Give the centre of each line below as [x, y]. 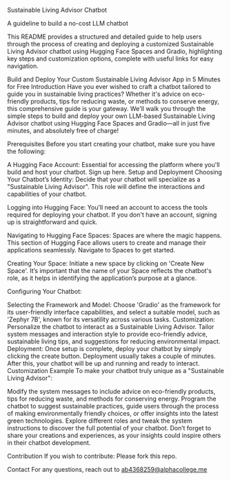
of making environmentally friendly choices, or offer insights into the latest [113, 413]
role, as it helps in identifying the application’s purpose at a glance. [102, 278]
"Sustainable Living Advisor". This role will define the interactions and [106, 187]
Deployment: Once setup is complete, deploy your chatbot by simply [104, 349]
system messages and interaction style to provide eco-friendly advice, [108, 334]
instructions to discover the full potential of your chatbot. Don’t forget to [109, 428]
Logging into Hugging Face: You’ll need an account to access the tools [108, 207]
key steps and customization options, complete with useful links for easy [110, 59]
